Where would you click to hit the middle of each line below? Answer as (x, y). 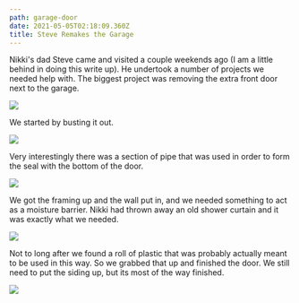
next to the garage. (44, 88)
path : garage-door (43, 17)
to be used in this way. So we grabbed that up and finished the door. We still (149, 263)
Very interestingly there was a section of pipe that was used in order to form (150, 157)
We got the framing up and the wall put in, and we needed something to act (149, 200)
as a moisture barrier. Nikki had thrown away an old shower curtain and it (144, 210)
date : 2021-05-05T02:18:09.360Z (69, 26)
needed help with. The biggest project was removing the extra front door (144, 79)
